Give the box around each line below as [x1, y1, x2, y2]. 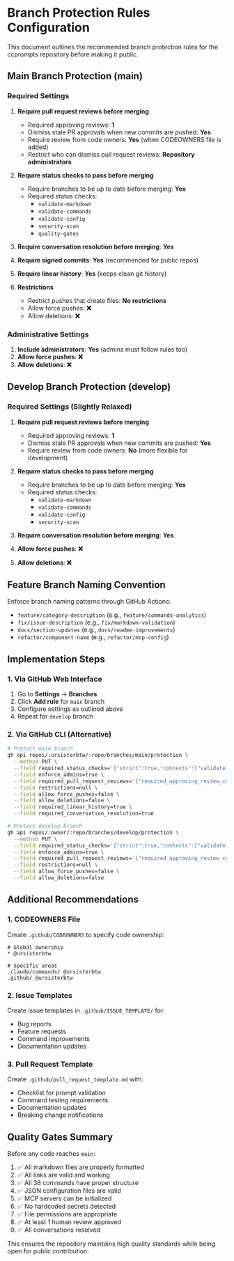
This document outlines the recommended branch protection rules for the [7, 42, 219, 51]
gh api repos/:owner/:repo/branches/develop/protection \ [7, 829, 179, 836]
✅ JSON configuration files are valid [17, 1186, 122, 1195]
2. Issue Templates [7, 990, 73, 1000]
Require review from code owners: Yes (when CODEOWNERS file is [27, 135, 221, 143]
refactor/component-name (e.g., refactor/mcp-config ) [17, 633, 169, 641]
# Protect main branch [7, 745, 73, 753]
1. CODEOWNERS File [7, 914, 81, 924]
